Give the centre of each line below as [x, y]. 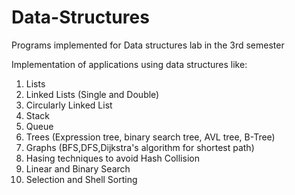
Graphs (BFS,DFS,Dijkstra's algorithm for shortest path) [140, 147]
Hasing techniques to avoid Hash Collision [112, 158]
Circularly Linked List [69, 105]
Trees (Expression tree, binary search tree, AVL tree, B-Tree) [150, 137]
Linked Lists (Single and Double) [92, 94]
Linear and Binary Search [78, 168]
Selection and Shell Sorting [81, 179]
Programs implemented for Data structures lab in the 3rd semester [148, 45]
